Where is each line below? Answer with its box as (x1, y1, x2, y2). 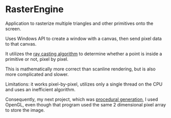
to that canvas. (5, 41, 37, 47)
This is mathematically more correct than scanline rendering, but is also (5, 66, 156, 72)
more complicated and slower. (5, 71, 69, 77)
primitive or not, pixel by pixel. (5, 56, 69, 62)
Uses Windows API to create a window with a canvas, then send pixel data (5, 35, 162, 42)
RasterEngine (5, 4, 64, 15)
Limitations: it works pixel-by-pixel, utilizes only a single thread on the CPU (5, 81, 163, 87)
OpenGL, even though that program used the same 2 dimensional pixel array (5, 101, 166, 107)
